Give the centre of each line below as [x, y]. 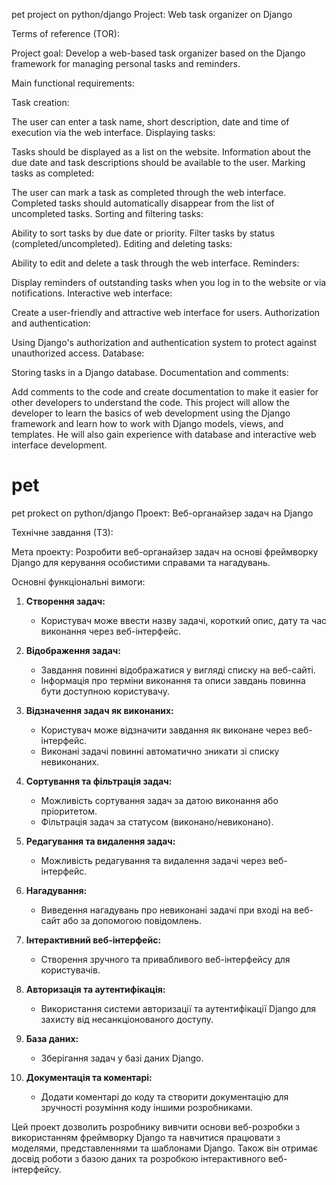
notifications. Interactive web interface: [92, 293]
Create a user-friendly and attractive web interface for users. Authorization [166, 312]
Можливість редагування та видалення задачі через [153, 860]
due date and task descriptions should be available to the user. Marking [158, 162]
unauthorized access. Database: [78, 353]
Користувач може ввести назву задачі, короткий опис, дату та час [184, 620]
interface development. [59, 445]
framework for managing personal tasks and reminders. [126, 63]
